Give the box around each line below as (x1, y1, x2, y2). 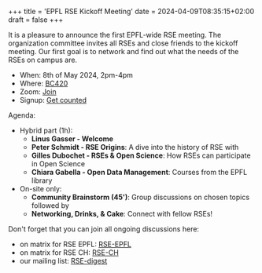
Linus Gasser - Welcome (31, 134, 114, 144)
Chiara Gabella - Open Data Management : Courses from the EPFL (31, 168, 248, 177)
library (31, 176, 53, 185)
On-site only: (19, 184, 62, 193)
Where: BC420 (19, 78, 68, 88)
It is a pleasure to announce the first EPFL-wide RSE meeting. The (8, 31, 222, 39)
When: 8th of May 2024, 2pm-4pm (19, 71, 134, 79)
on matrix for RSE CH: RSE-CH (19, 248, 120, 257)
